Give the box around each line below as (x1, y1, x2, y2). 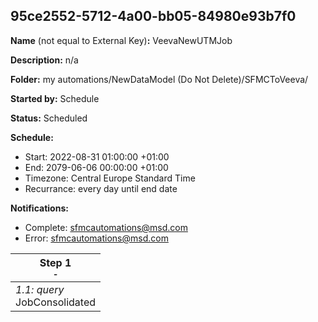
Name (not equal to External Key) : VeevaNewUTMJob (10, 34, 233, 46)
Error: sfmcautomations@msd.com (24, 232, 169, 244)
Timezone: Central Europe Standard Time (24, 172, 196, 184)
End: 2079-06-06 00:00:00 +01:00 (24, 161, 169, 173)
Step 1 (39, 255, 72, 269)
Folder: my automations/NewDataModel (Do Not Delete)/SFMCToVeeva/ (10, 73, 309, 85)
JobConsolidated (15, 295, 97, 309)
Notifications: (10, 202, 69, 214)
